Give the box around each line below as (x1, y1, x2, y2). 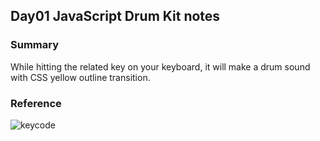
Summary (10, 38, 60, 52)
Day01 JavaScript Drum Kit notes (10, 8, 221, 25)
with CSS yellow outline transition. (10, 71, 151, 83)
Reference (10, 96, 62, 110)
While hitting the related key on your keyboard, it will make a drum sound (10, 60, 311, 73)
